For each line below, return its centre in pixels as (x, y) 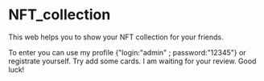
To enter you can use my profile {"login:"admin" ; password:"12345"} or (128, 52)
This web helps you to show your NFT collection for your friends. (116, 37)
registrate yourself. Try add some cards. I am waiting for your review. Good (132, 61)
